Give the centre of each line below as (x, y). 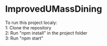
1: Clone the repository (28, 27)
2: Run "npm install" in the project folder (46, 33)
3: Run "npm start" (24, 38)
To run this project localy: (31, 23)
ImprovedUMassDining (54, 9)
